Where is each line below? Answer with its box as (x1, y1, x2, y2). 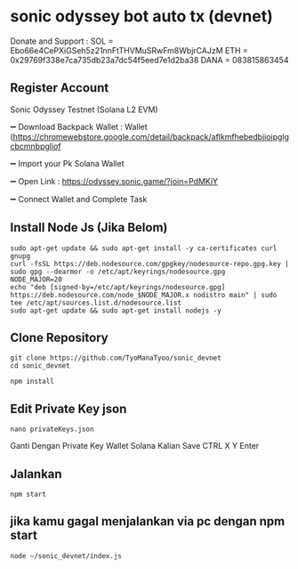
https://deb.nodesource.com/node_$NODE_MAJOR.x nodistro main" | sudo (10, 290, 278, 299)
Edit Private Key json (10, 401, 127, 416)
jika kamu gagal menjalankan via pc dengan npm (10, 514, 286, 529)
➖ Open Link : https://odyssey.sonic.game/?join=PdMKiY (10, 175, 219, 186)
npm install (10, 377, 54, 386)
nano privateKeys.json (10, 425, 94, 434)
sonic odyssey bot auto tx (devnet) (10, 6, 274, 27)
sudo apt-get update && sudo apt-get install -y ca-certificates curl (10, 243, 278, 253)
